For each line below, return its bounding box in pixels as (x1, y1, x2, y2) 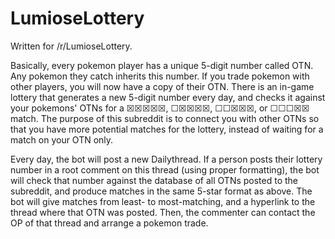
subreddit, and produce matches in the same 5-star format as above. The (10, 185, 313, 197)
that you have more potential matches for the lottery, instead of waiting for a (10, 123, 324, 135)
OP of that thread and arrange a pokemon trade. (10, 217, 209, 229)
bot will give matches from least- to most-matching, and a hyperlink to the (10, 195, 316, 207)
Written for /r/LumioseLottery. (10, 40, 133, 52)
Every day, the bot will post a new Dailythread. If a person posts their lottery (10, 153, 323, 165)
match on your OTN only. (10, 133, 114, 146)
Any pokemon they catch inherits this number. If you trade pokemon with (10, 70, 310, 82)
